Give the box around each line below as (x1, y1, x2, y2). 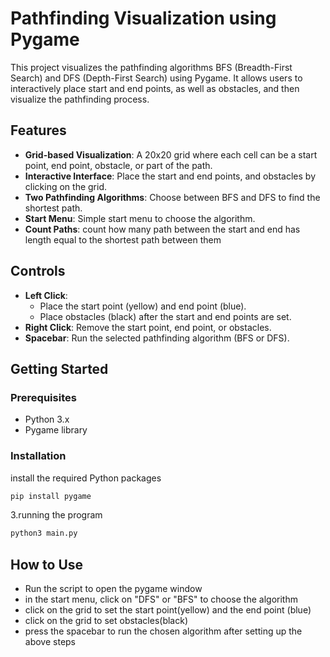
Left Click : (24, 289, 68, 301)
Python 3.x (24, 413, 70, 426)
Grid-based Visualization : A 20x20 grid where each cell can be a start (24, 148, 318, 161)
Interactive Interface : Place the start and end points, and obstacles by (24, 170, 317, 182)
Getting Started (10, 360, 109, 377)
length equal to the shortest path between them (24, 233, 222, 246)
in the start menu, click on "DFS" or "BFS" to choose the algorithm (24, 593, 298, 606)
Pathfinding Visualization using (10, 7, 277, 30)
